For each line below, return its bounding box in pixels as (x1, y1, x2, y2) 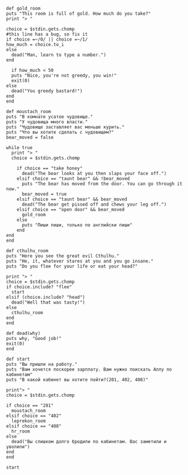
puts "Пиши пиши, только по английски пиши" (21, 222, 133, 228)
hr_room (11, 428, 31, 434)
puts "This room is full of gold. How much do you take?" (6, 11, 151, 17)
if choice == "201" (6, 403, 54, 408)
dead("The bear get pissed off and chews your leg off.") (21, 202, 167, 207)
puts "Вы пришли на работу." (6, 361, 78, 367)
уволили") (6, 444, 31, 450)
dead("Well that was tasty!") (11, 299, 85, 305)
